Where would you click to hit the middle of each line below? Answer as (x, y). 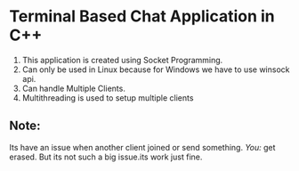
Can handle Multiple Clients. (74, 88)
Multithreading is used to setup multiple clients (108, 98)
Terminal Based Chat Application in (142, 16)
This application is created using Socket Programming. (122, 60)
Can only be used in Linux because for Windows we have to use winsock (156, 69)
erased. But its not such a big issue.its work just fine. (106, 157)
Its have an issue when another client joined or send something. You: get (142, 147)
